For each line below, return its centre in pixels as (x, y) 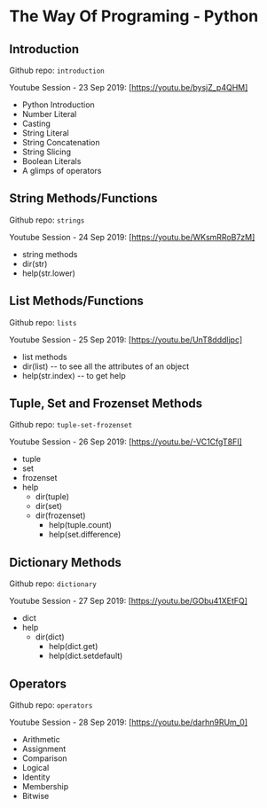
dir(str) (35, 263)
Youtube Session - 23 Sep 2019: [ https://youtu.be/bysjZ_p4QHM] (129, 87)
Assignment (44, 749)
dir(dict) (50, 637)
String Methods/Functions (83, 198)
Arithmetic (41, 740)
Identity (36, 777)
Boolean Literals (51, 161)
